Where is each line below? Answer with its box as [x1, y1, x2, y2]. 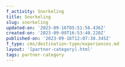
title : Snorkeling [6, 14, 51, 20]
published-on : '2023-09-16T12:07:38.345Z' [6, 36, 112, 41]
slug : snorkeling [6, 19, 49, 25]
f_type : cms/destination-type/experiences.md [6, 41, 119, 47]
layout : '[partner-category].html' [6, 47, 93, 52]
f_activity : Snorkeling [6, 8, 65, 15]
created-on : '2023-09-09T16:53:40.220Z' [6, 30, 107, 36]
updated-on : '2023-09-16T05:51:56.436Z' [6, 24, 107, 31]
